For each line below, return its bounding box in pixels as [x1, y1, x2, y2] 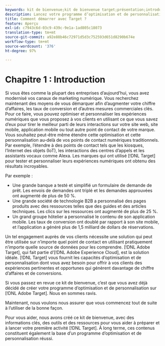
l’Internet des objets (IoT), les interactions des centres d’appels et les [5, 148, 145, 154]
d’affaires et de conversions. [5, 270, 63, 276]
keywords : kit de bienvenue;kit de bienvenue [5, 7, 100, 12]
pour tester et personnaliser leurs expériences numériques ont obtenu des [5, 158, 156, 164]
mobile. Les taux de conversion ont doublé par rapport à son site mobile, [12, 219, 160, 225]
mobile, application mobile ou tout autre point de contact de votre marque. [5, 126, 156, 133]
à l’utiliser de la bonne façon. [5, 305, 64, 311]
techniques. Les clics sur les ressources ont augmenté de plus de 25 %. [12, 209, 158, 215]
